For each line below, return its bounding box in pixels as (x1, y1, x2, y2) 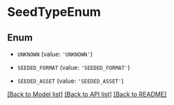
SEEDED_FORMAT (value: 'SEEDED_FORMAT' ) (17, 64, 130, 71)
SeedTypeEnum (7, 4, 101, 20)
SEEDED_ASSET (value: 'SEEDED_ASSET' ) (17, 77, 124, 85)
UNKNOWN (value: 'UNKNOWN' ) (17, 50, 93, 58)
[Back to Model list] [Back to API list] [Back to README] (7, 90, 167, 98)
